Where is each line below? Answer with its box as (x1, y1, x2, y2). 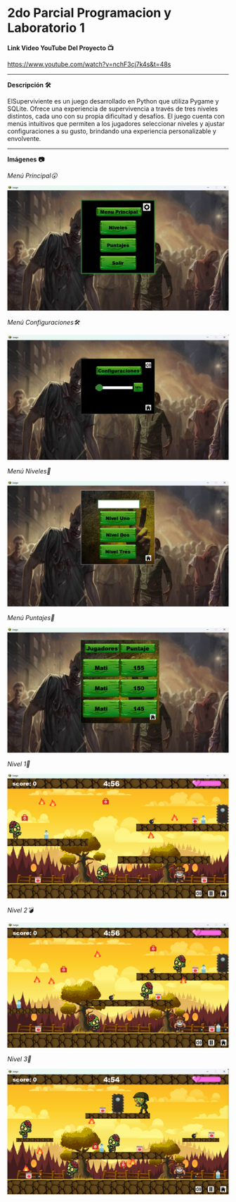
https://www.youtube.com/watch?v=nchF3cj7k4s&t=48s (7, 60, 171, 68)
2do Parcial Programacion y (7, 5, 172, 21)
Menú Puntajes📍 (7, 613, 55, 621)
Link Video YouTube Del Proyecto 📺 (7, 44, 114, 52)
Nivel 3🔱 (7, 1055, 32, 1063)
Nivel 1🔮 (7, 760, 30, 768)
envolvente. (7, 134, 41, 142)
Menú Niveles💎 (7, 467, 51, 476)
